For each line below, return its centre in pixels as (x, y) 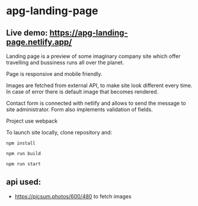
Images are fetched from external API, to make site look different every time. (99, 85)
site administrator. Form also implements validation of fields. (79, 110)
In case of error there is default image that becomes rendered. (82, 92)
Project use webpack (32, 121)
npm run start (24, 164)
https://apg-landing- (89, 33)
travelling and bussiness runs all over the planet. (65, 62)
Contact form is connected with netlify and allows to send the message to (96, 103)
